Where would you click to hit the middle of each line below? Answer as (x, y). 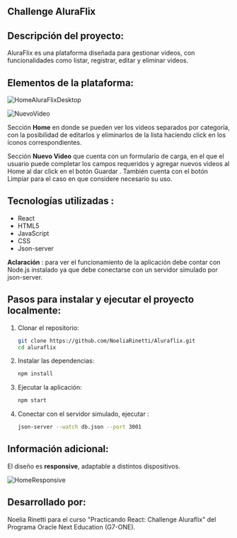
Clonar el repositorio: (48, 328)
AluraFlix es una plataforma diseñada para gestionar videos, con (101, 53)
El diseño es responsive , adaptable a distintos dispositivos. (94, 466)
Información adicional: (58, 449)
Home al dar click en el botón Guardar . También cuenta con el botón (108, 171)
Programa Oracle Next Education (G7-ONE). (71, 527)
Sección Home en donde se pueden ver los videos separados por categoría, (118, 128)
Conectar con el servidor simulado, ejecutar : (83, 414)
